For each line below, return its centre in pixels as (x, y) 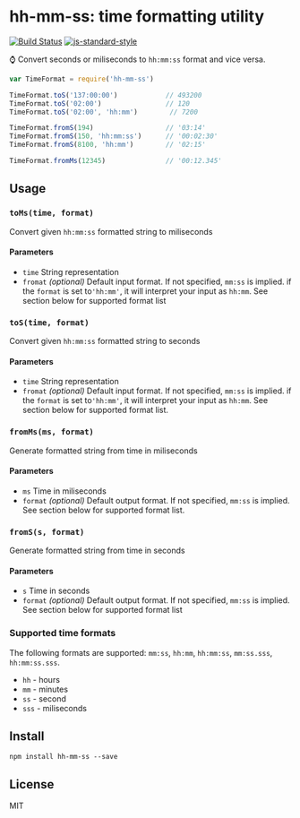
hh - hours (41, 679)
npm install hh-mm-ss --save (64, 757)
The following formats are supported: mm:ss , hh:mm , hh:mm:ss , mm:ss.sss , (141, 652)
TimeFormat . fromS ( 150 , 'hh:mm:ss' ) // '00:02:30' (114, 136)
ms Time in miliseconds (64, 491)
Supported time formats (63, 633)
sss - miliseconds (55, 708)
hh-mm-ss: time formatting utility (137, 17)
